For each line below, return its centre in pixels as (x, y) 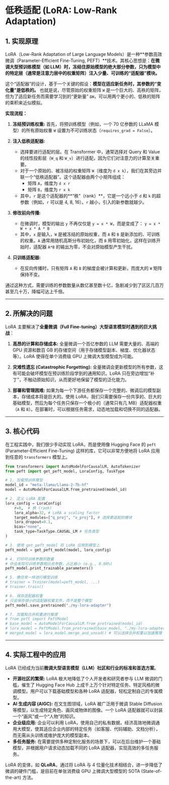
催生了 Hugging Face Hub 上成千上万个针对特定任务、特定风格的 (88, 685)
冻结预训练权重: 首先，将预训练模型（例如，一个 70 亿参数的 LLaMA (83, 124)
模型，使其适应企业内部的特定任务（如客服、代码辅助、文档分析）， (91, 729)
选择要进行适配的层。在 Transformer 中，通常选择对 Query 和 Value (90, 152)
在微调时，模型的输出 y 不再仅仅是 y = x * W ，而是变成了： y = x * (90, 224)
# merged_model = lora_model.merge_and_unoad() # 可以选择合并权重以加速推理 (84, 633)
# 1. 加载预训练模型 (24, 480)
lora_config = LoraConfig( (33, 503)
